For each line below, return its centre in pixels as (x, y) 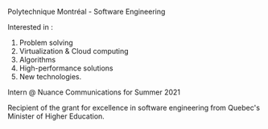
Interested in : (30, 27)
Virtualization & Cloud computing (74, 51)
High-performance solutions (66, 68)
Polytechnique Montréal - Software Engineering (87, 12)
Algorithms (37, 60)
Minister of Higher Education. (56, 116)
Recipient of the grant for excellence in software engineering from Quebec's (134, 108)
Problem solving (46, 42)
